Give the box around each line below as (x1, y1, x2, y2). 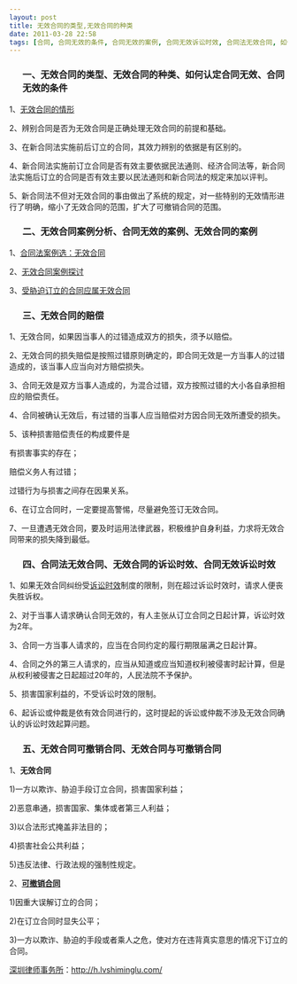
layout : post (9, 12, 57, 22)
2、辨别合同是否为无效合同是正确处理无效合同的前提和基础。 (9, 122, 232, 133)
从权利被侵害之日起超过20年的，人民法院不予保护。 (9, 670, 197, 681)
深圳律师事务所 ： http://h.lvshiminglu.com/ (9, 964, 163, 975)
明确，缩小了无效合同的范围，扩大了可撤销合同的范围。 (24, 201, 226, 212)
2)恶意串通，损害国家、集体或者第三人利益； (9, 802, 172, 813)
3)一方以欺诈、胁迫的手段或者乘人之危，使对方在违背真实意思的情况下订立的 (9, 934, 288, 945)
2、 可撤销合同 (9, 878, 61, 888)
